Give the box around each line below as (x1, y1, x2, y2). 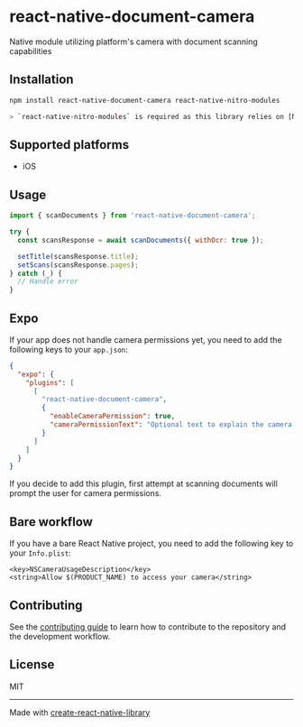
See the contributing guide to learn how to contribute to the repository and (9, 621, 287, 632)
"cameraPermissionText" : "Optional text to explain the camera (49, 420, 293, 429)
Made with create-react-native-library (9, 706, 151, 718)
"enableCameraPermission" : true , (49, 412, 176, 421)
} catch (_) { (9, 269, 63, 278)
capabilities (9, 45, 52, 56)
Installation (9, 72, 74, 87)
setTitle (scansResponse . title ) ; (17, 252, 140, 261)
